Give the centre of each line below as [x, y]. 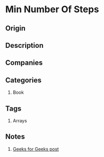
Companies [24, 63]
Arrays [20, 120]
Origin [15, 28]
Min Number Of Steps [52, 9]
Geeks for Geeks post [36, 149]
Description [24, 45]
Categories [24, 80]
